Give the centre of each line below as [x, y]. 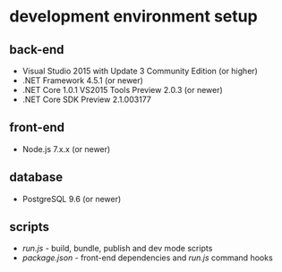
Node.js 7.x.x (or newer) [66, 149]
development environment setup [133, 17]
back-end [37, 50]
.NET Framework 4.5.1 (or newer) [82, 81]
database [36, 178]
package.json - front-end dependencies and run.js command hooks [147, 258]
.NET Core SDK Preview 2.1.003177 [87, 99]
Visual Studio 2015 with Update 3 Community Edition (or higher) [140, 71]
